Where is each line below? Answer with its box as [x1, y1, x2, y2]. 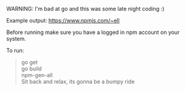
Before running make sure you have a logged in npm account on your [6, 29, 180, 36]
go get [21, 59, 38, 66]
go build [21, 65, 42, 72]
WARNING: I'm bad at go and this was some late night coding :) [6, 5, 165, 12]
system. [6, 35, 26, 42]
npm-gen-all [21, 72, 53, 78]
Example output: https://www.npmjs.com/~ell [6, 17, 120, 24]
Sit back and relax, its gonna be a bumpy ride [21, 78, 135, 85]
